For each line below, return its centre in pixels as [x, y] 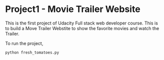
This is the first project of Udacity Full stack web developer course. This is [82, 23]
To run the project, [24, 43]
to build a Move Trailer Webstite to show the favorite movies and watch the [82, 28]
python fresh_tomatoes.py [32, 52]
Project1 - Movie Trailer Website [73, 9]
